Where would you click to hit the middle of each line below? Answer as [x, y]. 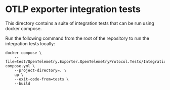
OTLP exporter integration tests [73, 9]
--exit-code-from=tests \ [42, 79]
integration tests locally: [30, 43]
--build [22, 83]
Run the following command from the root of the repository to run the [77, 38]
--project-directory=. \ [40, 70]
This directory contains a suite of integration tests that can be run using [80, 23]
